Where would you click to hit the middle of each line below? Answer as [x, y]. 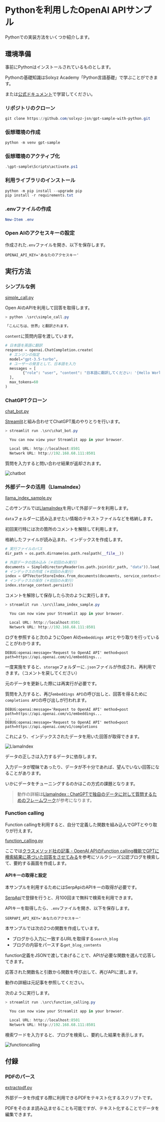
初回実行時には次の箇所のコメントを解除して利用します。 [63, 529]
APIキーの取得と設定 [26, 875]
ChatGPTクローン [26, 400]
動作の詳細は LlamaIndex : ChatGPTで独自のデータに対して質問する [85, 794]
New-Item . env [20, 219]
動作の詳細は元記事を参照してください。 [46, 982]
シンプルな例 [20, 287]
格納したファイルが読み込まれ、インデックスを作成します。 [65, 540]
